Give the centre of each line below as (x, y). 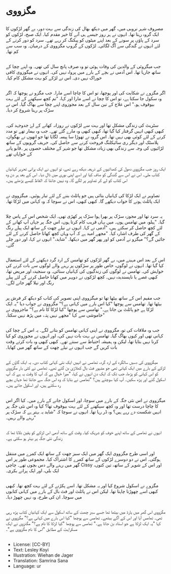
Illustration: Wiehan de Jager (43, 555)
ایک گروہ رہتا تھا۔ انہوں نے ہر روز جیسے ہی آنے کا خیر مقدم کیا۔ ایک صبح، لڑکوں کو (82, 34)
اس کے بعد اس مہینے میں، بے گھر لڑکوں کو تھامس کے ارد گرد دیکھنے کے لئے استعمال (85, 260)
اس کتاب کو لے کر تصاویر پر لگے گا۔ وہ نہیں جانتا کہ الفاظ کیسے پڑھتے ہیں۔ (67, 180)
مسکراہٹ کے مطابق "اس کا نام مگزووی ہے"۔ (42, 529)
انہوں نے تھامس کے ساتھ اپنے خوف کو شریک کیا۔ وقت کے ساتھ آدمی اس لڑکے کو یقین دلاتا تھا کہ (84, 433)
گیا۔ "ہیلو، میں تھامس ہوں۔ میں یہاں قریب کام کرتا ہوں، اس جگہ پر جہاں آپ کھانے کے (85, 222)
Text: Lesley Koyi (31, 550)
